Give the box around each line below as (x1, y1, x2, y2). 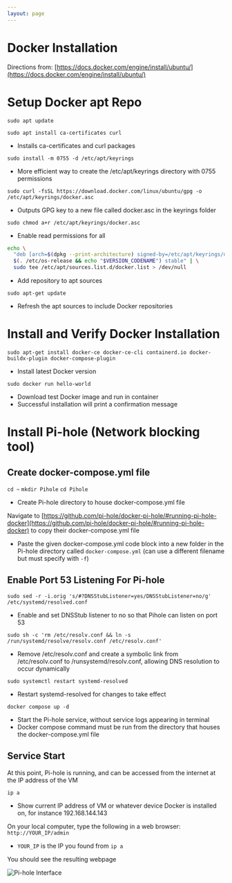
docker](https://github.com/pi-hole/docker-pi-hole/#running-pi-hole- (7, 519, 205, 527)
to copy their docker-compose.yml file (30, 526, 140, 535)
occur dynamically (17, 664, 70, 673)
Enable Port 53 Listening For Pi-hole (7, 575, 165, 586)
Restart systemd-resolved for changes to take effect (17, 689, 166, 698)
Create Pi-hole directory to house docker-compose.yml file (17, 498, 185, 506)
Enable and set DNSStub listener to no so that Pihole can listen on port (17, 611, 218, 619)
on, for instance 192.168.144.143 (17, 808, 108, 817)
